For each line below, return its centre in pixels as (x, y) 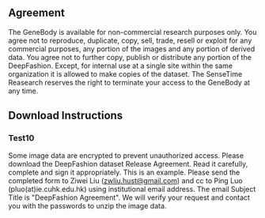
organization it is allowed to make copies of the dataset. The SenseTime (125, 73)
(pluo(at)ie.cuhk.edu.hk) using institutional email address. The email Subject (132, 189)
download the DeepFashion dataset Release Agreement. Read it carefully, (128, 163)
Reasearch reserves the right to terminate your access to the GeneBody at (129, 82)
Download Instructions (66, 116)
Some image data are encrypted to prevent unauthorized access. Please (126, 155)
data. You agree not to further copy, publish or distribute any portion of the (130, 57)
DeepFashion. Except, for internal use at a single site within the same (121, 66)
